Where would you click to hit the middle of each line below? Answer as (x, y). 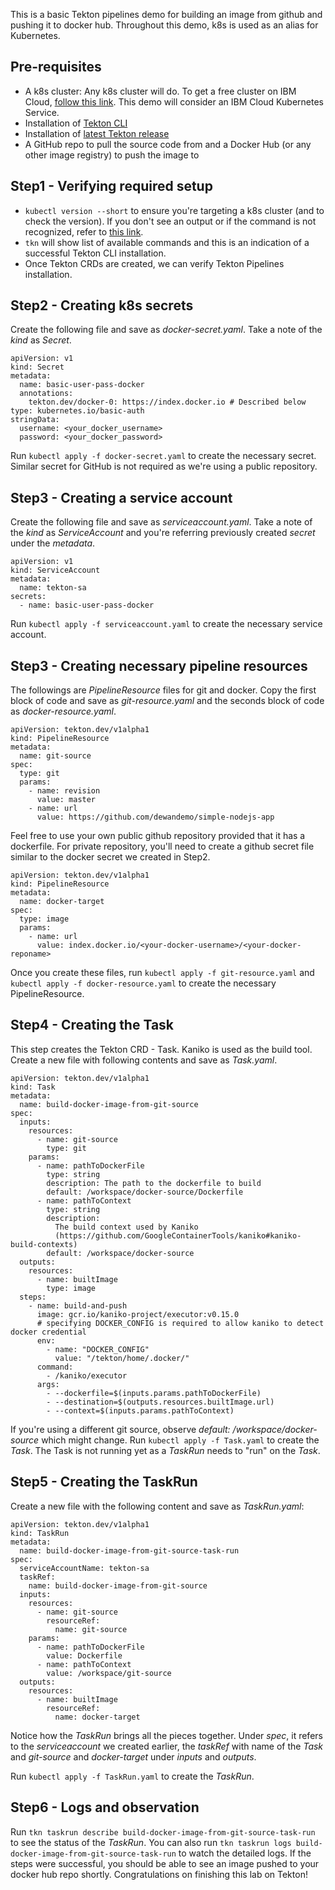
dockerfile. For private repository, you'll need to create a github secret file (162, 846)
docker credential (48, 1332)
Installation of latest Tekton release (97, 133)
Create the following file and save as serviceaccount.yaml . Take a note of (161, 522)
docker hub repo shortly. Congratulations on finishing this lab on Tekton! (159, 1874)
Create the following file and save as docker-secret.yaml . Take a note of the (166, 330)
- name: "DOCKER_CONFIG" (98, 1349)
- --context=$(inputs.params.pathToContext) (140, 1410)
